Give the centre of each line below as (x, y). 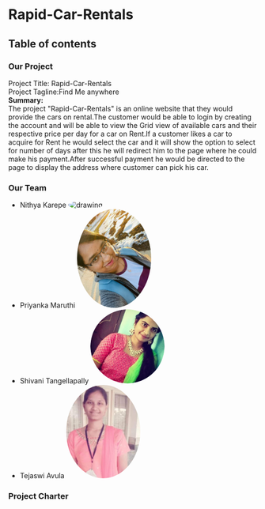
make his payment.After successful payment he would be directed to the (127, 159)
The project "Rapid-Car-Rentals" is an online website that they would (121, 108)
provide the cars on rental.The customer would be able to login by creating (130, 117)
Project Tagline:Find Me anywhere (64, 92)
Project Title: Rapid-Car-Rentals (60, 83)
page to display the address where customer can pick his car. (109, 167)
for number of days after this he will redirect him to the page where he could (132, 150)
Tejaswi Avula (42, 476)
